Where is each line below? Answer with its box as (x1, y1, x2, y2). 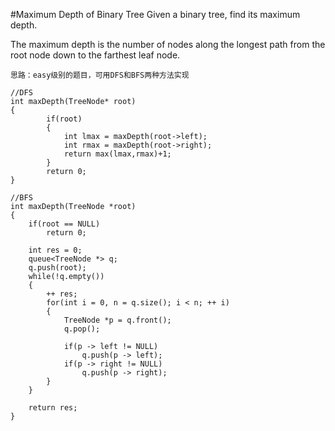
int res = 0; (28, 245, 83, 255)
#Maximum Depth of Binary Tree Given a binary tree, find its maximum (10, 9, 301, 20)
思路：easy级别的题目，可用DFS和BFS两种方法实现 (10, 70, 190, 80)
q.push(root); (28, 263, 87, 273)
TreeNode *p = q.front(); (63, 315, 172, 325)
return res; (28, 403, 78, 413)
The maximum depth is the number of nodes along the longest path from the (10, 39, 326, 50)
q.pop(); (63, 324, 101, 334)
